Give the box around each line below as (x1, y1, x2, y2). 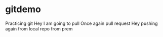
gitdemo (5, 4, 42, 15)
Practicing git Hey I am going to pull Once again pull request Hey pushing (5, 20, 158, 26)
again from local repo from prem (5, 25, 73, 31)
